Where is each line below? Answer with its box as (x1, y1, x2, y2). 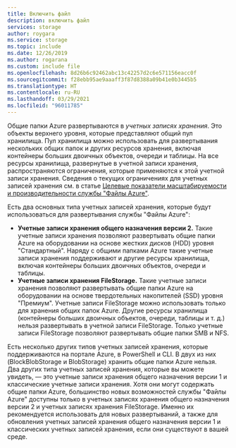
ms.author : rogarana (7, 56, 68, 63)
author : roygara (7, 30, 55, 37)
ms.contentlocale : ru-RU (7, 89, 80, 96)
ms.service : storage (7, 37, 68, 44)
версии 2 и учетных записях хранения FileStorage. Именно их (7, 402, 194, 411)
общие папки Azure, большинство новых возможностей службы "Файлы (7, 387, 227, 396)
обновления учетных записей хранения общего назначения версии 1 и (7, 417, 221, 425)
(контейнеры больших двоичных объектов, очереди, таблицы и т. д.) (17, 313, 225, 322)
